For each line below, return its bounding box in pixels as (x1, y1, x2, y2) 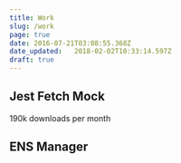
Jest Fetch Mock (9, 89, 106, 104)
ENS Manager (9, 139, 89, 155)
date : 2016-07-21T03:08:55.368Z (9, 38, 131, 48)
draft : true (9, 55, 54, 64)
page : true (9, 30, 51, 39)
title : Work (9, 13, 54, 23)
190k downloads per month (9, 112, 111, 123)
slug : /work (9, 22, 54, 31)
